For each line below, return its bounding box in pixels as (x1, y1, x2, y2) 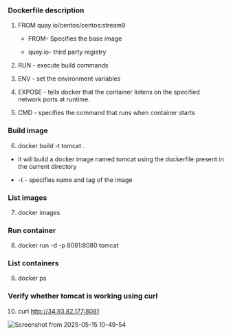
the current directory (17, 162, 77, 170)
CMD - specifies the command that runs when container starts (17, 109, 195, 117)
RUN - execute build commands (17, 61, 109, 70)
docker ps (17, 274, 47, 283)
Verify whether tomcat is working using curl (8, 292, 158, 301)
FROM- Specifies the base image (27, 34, 122, 43)
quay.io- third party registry (27, 48, 107, 57)
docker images (17, 208, 60, 216)
